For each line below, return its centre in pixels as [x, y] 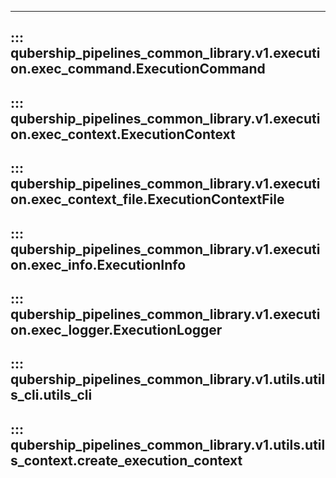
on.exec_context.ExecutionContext [123, 134]
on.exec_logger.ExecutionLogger [116, 329]
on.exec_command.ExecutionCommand [138, 69]
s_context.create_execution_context [126, 460]
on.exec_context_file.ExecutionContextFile [147, 199]
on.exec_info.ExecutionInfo [98, 264]
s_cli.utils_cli [51, 395]
